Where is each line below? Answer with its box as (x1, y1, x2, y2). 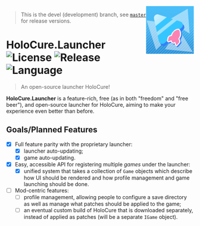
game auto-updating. (23, 154, 76, 161)
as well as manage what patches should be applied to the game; (23, 200, 182, 208)
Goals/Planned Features (6, 125, 98, 135)
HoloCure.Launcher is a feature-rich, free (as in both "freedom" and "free (6, 95, 189, 102)
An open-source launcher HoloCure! (20, 83, 110, 90)
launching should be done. (23, 181, 89, 188)
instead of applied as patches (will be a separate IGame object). (23, 213, 178, 221)
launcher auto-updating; (23, 147, 83, 154)
